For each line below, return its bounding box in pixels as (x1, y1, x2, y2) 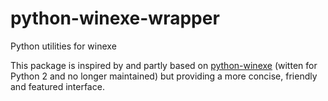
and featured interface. (10, 80, 105, 92)
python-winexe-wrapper (10, 7, 220, 30)
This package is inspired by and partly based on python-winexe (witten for (10, 59, 318, 71)
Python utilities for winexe (10, 40, 117, 52)
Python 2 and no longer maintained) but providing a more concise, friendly (10, 70, 318, 82)
